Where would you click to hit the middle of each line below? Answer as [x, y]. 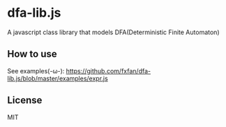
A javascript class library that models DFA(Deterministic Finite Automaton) [113, 32]
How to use [32, 54]
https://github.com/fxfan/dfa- [108, 70]
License [25, 100]
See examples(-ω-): [36, 70]
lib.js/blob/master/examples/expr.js [58, 78]
